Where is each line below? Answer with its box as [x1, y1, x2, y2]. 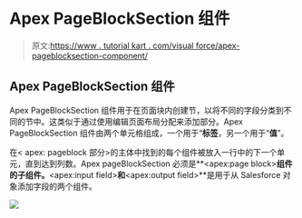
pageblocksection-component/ [31, 50, 148, 61]
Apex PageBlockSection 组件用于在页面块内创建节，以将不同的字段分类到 [9, 104, 284, 115]
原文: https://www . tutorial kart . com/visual [31, 40, 194, 51]
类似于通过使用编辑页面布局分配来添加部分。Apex [56, 115, 243, 127]
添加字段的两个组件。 [16, 181, 97, 192]
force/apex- [195, 40, 240, 51]
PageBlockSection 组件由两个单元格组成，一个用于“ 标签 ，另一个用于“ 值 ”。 [9, 127, 289, 138]
